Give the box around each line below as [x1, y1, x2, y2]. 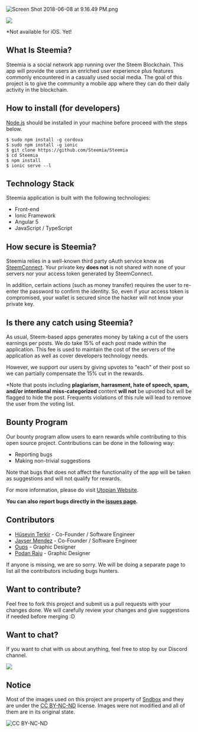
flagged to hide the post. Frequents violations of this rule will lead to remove [6, 394, 191, 401]
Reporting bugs [14, 450, 53, 458]
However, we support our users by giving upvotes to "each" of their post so [6, 364, 190, 371]
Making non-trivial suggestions [14, 457, 90, 464]
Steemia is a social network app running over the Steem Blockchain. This [6, 61, 184, 68]
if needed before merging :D [6, 612, 75, 620]
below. [6, 125, 22, 133]
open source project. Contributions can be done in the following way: [6, 439, 175, 446]
